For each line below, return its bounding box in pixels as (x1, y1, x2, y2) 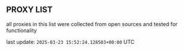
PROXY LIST (6, 5, 53, 15)
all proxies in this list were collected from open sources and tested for (6, 20, 178, 27)
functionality (6, 27, 37, 34)
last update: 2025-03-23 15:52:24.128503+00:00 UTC (6, 38, 135, 45)
